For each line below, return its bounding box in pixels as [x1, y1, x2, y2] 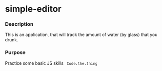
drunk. [5, 37, 19, 43]
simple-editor [5, 3, 62, 15]
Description [5, 21, 34, 28]
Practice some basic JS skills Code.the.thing [5, 60, 98, 66]
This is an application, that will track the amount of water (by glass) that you [5, 32, 158, 37]
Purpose [5, 49, 26, 56]
